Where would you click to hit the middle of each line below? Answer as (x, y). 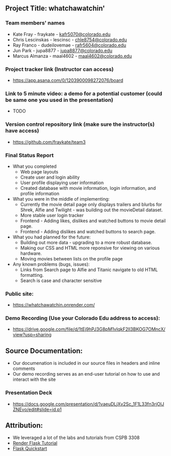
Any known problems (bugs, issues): (51, 264)
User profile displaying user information (62, 182)
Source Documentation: (44, 351)
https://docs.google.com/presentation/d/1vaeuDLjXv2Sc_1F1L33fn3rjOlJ (88, 404)
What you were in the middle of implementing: (61, 199)
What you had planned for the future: (52, 237)
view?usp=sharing (32, 335)
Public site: (20, 294)
